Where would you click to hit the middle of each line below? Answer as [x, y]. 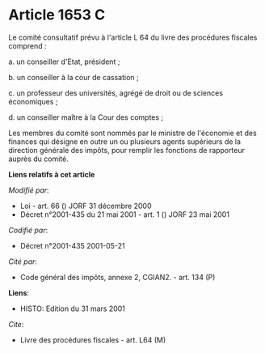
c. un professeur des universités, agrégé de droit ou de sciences [116, 93]
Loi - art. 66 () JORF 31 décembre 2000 [86, 206]
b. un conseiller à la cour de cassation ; [74, 77]
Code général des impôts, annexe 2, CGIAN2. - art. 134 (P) [118, 277]
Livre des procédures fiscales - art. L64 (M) [93, 340]
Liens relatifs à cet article [52, 174]
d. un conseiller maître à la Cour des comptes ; [86, 117]
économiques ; [33, 101]
